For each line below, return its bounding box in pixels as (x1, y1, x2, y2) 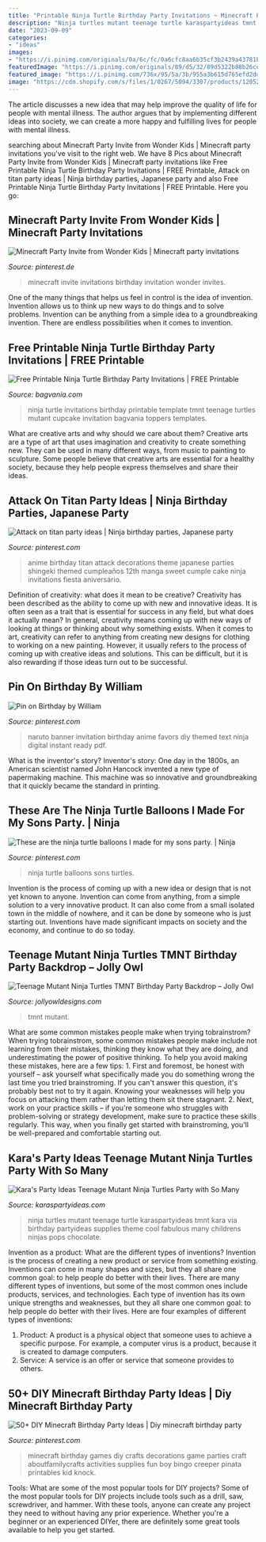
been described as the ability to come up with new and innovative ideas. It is (8, 598, 257, 608)
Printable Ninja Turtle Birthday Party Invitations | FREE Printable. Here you (8, 182, 249, 192)
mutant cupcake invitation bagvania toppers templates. (27, 413, 207, 423)
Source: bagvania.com (8, 389, 83, 400)
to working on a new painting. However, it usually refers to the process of (8, 640, 247, 650)
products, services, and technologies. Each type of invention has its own (8, 1289, 245, 1299)
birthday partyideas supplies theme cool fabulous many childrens (27, 1224, 241, 1233)
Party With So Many (8, 1164, 109, 1177)
